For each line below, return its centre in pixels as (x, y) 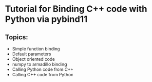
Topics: (17, 37)
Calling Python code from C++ (43, 69)
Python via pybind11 (46, 19)
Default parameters (31, 54)
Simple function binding (36, 49)
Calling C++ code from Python (43, 74)
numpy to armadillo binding (39, 64)
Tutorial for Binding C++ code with (76, 9)
